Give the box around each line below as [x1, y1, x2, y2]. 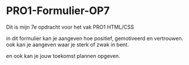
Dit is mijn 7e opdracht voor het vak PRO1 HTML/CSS [6, 23, 134, 30]
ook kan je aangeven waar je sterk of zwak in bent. [6, 41, 129, 48]
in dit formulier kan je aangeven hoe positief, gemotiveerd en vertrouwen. [6, 35, 184, 42]
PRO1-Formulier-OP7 [6, 4, 110, 18]
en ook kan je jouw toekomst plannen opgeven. [6, 52, 120, 59]
